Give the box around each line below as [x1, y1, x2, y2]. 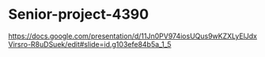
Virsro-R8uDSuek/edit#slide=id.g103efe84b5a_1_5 [8, 39, 172, 48]
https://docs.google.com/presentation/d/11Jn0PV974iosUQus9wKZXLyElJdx [8, 31, 257, 41]
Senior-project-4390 [8, 5, 149, 23]
